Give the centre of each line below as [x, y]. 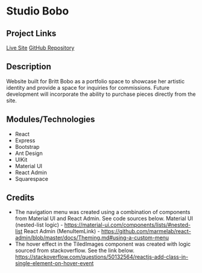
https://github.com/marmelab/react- [146, 231]
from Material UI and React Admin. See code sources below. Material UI [104, 219]
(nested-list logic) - [39, 225]
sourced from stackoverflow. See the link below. [74, 251]
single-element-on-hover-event [54, 263]
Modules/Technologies [51, 120]
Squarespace [31, 178]
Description [29, 67]
